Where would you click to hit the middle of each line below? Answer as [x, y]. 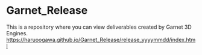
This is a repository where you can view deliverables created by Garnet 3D [99, 27]
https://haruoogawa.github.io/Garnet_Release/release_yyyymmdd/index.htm [101, 39]
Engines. [17, 33]
